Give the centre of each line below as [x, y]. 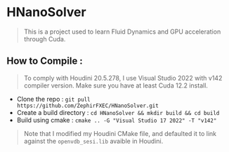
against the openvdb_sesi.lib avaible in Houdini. [93, 141]
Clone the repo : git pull [53, 99]
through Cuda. [45, 39]
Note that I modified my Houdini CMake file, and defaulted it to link [120, 133]
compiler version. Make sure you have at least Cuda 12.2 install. [116, 85]
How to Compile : [45, 61]
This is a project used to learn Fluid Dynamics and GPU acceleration [122, 32]
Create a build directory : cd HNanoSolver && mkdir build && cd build [118, 112]
